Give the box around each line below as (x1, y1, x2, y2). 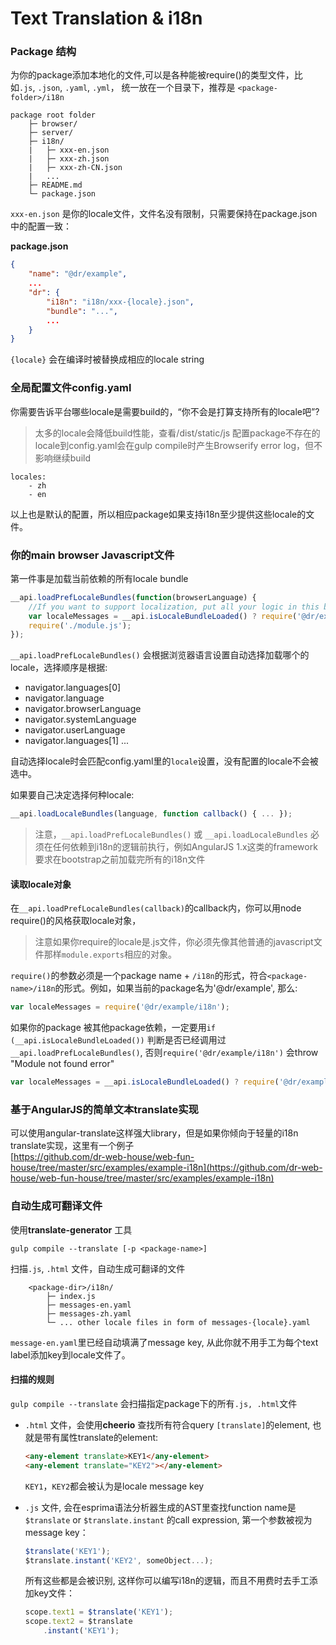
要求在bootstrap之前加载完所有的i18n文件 (34, 853, 206, 866)
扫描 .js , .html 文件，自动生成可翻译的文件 (10, 1262, 186, 1274)
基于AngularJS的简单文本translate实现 (10, 1103, 199, 1117)
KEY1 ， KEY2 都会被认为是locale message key (24, 1480, 205, 1492)
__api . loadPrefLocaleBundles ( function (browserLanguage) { (10, 592, 257, 602)
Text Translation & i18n (10, 7, 203, 30)
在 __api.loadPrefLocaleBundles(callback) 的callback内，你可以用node (10, 902, 302, 914)
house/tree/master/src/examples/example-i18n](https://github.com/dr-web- (10, 1162, 323, 1174)
